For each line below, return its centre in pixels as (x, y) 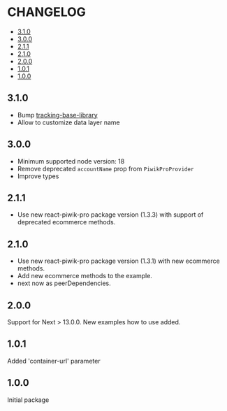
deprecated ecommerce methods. (66, 222)
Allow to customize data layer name (68, 122)
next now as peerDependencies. (64, 283)
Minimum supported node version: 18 (71, 161)
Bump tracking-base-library (57, 115)
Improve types (38, 176)
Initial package (28, 400)
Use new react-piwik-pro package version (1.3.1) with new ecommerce (118, 261)
